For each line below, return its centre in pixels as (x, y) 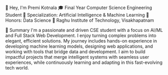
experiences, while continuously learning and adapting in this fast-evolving (84, 62)
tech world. (17, 68)
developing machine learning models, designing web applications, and (79, 46)
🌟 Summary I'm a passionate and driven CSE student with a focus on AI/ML (84, 30)
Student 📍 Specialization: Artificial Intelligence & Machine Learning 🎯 (77, 15)
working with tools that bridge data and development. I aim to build (75, 52)
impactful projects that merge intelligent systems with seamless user (77, 57)
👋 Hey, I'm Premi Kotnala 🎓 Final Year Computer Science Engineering (79, 8)
